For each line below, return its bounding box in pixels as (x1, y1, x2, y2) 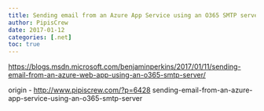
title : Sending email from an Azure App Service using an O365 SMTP (8, 11, 237, 20)
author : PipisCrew (8, 19, 68, 27)
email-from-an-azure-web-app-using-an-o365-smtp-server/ (8, 70, 207, 80)
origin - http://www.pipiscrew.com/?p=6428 (8, 85, 151, 95)
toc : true (8, 41, 41, 48)
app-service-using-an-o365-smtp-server (8, 94, 143, 103)
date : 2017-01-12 (8, 26, 65, 34)
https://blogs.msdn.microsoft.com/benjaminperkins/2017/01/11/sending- (8, 62, 241, 71)
